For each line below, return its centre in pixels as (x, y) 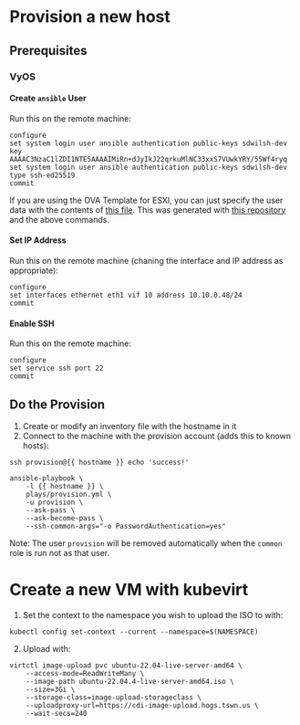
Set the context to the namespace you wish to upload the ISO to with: (153, 615)
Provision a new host (90, 17)
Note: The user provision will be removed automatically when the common (146, 543)
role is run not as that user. (60, 552)
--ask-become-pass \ (65, 518)
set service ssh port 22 (57, 368)
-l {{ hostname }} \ (65, 486)
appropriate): (34, 270)
